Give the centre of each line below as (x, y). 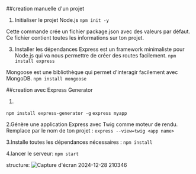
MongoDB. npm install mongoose (46, 78)
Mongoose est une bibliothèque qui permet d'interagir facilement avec (92, 72)
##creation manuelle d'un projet (45, 9)
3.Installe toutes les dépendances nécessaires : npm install (79, 142)
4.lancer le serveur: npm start (42, 154)
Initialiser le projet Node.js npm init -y (62, 20)
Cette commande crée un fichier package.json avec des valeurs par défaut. (98, 31)
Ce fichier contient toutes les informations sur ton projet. (75, 38)
